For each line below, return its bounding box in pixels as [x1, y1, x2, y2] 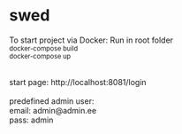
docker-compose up [9, 51, 72, 60]
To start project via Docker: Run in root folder [9, 35, 174, 45]
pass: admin [9, 114, 54, 125]
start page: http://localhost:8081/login [9, 76, 148, 87]
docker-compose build [9, 43, 79, 53]
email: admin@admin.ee [9, 105, 97, 115]
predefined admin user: [9, 95, 95, 106]
